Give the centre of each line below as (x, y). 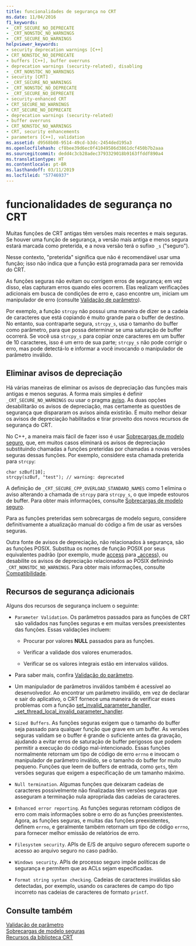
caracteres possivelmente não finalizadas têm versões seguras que (96, 790)
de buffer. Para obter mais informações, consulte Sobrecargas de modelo (94, 501)
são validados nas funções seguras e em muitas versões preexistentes (100, 623)
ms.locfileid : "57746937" (37, 176)
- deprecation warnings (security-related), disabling (74, 66)
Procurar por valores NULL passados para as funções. (89, 641)
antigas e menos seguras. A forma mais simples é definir (75, 394)
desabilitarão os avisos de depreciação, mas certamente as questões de (93, 406)
